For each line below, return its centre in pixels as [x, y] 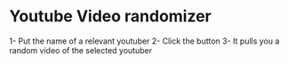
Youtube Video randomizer [110, 16]
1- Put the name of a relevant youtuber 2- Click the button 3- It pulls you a [144, 41]
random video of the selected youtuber [81, 50]
